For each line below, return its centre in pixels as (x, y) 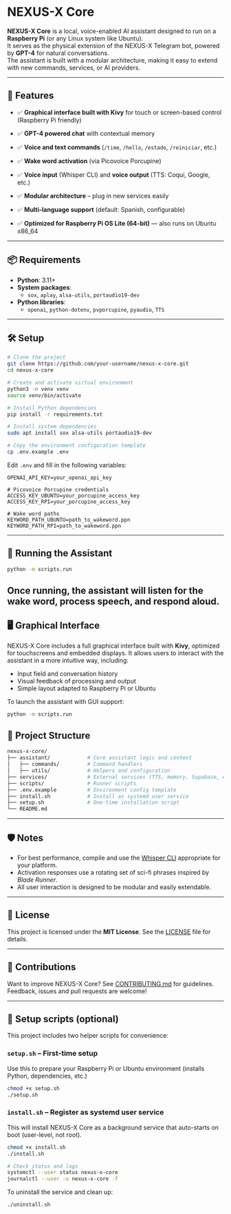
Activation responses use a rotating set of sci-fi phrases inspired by (113, 873)
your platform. (37, 865)
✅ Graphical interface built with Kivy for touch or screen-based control (119, 112)
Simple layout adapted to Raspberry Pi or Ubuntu (86, 688)
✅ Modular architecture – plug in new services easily (93, 195)
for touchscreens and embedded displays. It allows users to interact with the (115, 653)
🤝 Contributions (42, 967)
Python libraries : (41, 302)
